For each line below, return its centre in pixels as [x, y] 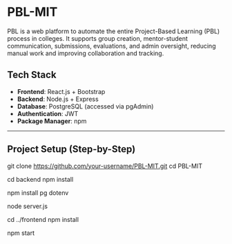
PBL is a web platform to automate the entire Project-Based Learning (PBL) [114, 31]
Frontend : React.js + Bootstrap [61, 91]
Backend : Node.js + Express [58, 99]
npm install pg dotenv [38, 193]
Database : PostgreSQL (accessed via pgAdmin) [85, 106]
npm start [21, 233]
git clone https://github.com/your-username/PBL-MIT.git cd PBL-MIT [105, 166]
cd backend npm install [40, 179]
